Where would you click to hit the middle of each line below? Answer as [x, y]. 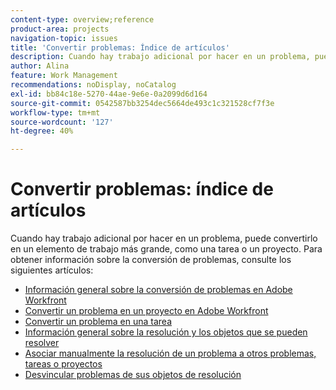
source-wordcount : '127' [62, 122]
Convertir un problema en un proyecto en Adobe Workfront [146, 311]
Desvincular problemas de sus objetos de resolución [133, 375]
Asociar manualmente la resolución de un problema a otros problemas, [170, 353]
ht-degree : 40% [42, 131]
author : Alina [40, 66]
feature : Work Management [64, 76]
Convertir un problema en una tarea [98, 322]
